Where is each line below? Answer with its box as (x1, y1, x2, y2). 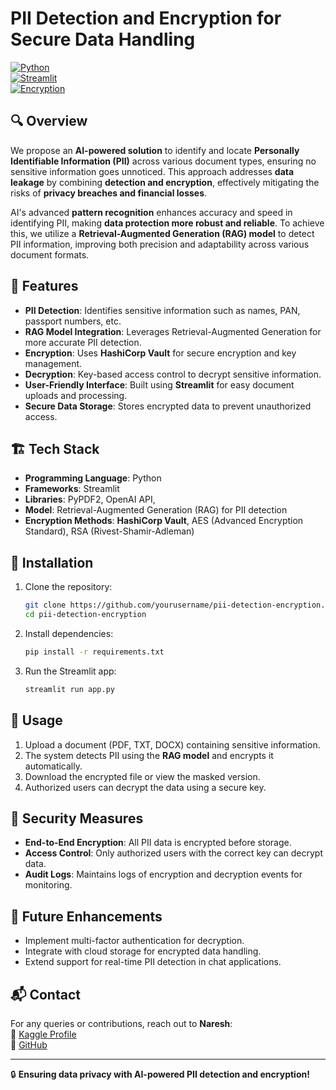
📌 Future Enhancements (10, 908, 163, 925)
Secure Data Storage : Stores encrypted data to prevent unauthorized (24, 400, 312, 412)
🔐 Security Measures (10, 810, 144, 827)
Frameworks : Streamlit (24, 483, 120, 495)
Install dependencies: (24, 627, 114, 639)
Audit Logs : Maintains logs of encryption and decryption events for (24, 868, 303, 881)
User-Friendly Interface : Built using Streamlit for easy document (24, 378, 295, 391)
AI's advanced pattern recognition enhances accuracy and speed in (10, 206, 293, 218)
